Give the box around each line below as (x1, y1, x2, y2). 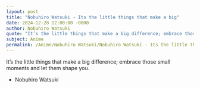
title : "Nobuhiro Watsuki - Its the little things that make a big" (6, 14, 180, 20)
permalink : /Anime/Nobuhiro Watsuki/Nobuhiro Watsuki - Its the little (6, 42, 187, 48)
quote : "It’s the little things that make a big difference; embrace (6, 31, 183, 37)
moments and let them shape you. (6, 64, 90, 71)
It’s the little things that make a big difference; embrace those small (6, 58, 171, 65)
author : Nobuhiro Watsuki (6, 25, 70, 32)
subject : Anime (6, 36, 44, 42)
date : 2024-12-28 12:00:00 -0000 (6, 20, 89, 26)
